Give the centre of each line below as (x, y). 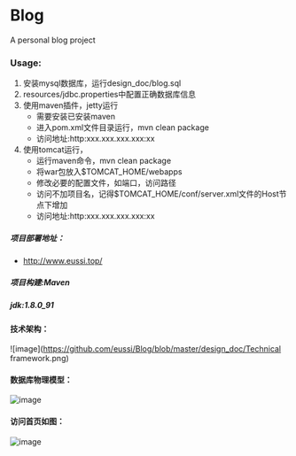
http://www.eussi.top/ (62, 261)
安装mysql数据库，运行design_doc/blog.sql (102, 83)
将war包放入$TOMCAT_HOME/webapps (109, 172)
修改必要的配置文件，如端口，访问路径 (106, 183)
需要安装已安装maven (76, 117)
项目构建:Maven (40, 282)
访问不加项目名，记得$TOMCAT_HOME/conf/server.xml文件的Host (158, 194)
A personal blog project (53, 40)
